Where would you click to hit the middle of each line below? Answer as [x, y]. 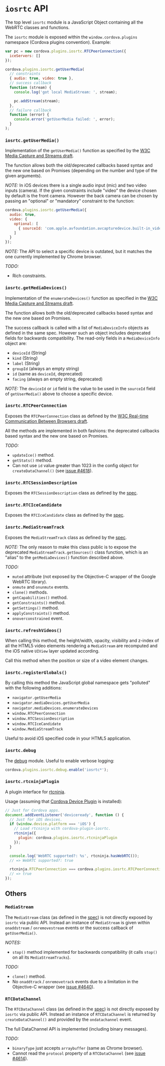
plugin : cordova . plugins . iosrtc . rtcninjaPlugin [68, 838]
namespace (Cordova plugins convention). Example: [58, 42]
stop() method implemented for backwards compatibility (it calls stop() [85, 952]
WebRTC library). [30, 582]
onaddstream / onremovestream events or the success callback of [69, 928]
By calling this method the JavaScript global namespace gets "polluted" [78, 683]
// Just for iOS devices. [36, 819]
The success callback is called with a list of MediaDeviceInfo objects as [77, 327]
